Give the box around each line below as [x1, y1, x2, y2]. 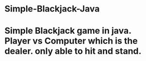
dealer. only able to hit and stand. [4, 46, 142, 57]
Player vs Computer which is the [4, 36, 138, 47]
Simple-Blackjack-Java [4, 3, 100, 14]
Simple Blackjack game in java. [4, 25, 131, 37]
